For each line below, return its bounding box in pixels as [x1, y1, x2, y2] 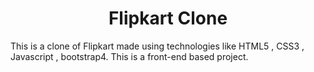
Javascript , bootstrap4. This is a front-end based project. [10, 50, 249, 62]
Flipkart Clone [108, 7, 228, 30]
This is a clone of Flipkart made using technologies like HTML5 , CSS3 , [10, 40, 305, 52]
